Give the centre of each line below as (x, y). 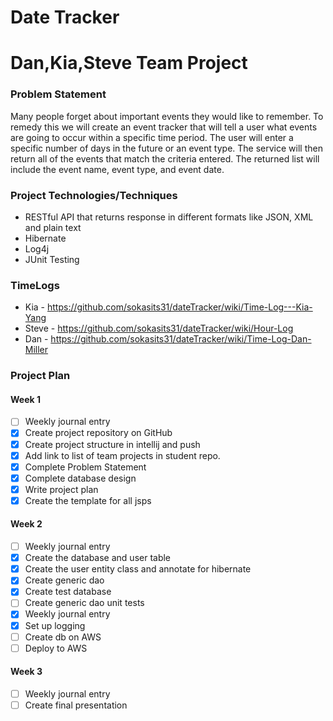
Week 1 (25, 399)
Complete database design (80, 478)
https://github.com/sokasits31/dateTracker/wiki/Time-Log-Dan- (181, 339)
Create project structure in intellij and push (112, 444)
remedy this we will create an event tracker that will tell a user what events (164, 127)
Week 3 (26, 672)
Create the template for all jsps (88, 500)
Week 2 (26, 524)
